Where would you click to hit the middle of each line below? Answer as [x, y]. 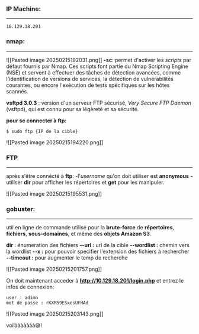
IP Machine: [24, 9]
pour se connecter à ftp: [36, 121]
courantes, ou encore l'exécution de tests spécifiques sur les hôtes [88, 85]
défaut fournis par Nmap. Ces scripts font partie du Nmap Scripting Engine [97, 66]
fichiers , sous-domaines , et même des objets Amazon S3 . [79, 234]
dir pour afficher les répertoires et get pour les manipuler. [94, 182]
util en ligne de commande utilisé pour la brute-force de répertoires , [90, 228]
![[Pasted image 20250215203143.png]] [55, 314]
